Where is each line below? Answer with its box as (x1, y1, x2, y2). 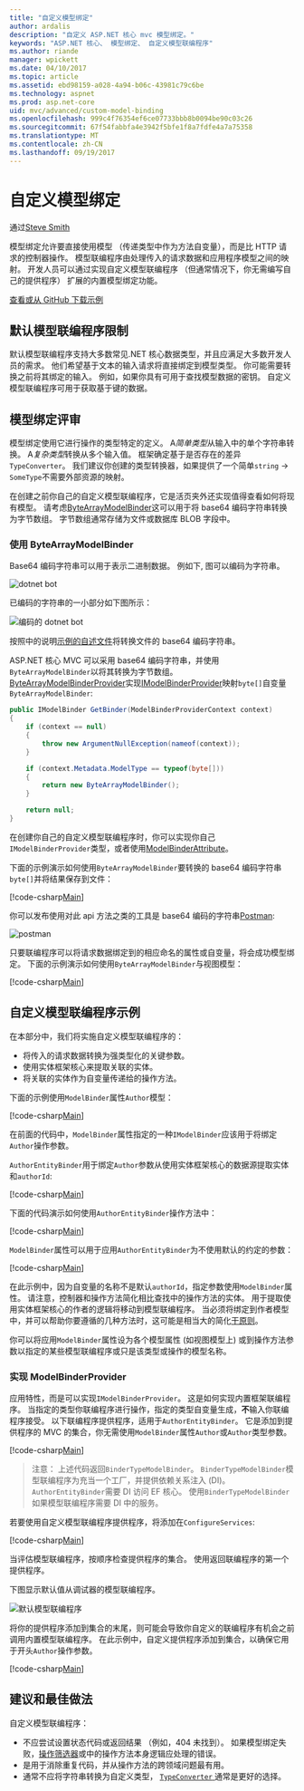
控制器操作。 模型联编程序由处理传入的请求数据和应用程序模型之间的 (24, 252, 281, 263)
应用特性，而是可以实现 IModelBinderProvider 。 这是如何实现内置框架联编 (9, 1392, 283, 1404)
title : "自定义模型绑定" (9, 13, 93, 23)
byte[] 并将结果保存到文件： (9, 873, 113, 884)
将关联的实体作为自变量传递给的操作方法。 (22, 1073, 182, 1083)
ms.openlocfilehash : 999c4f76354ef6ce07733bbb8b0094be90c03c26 (9, 114, 253, 123)
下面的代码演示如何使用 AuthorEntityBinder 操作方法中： (9, 1207, 217, 1218)
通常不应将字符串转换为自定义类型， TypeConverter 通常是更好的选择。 (22, 1770, 287, 1781)
